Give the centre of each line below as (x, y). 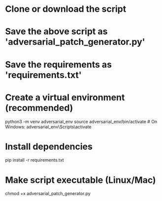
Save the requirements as (59, 64)
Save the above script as (56, 32)
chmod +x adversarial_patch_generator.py (48, 194)
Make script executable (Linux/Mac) (81, 180)
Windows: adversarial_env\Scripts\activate (49, 127)
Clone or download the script (66, 9)
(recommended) (39, 108)
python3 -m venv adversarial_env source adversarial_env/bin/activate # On (81, 121)
